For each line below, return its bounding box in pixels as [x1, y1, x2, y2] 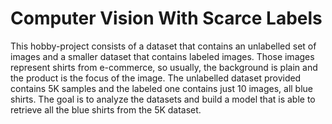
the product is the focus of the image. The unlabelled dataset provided [10, 72, 302, 84]
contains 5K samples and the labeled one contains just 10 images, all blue [10, 82, 314, 94]
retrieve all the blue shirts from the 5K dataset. [10, 103, 202, 116]
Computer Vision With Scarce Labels [10, 7, 323, 30]
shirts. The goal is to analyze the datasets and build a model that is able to [10, 93, 316, 105]
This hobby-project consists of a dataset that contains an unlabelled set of [10, 40, 317, 52]
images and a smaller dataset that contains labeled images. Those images [10, 50, 315, 62]
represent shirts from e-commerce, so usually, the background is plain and [10, 61, 318, 73]
